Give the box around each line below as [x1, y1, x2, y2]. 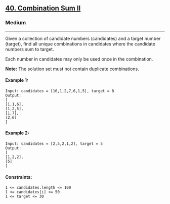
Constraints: [5, 174, 32, 180]
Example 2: [5, 130, 29, 136]
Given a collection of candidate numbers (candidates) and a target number [5, 35, 161, 41]
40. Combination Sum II [5, 4, 81, 13]
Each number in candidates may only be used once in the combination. [5, 56, 153, 62]
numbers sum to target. [5, 46, 54, 52]
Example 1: [5, 77, 29, 83]
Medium [5, 19, 26, 26]
